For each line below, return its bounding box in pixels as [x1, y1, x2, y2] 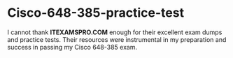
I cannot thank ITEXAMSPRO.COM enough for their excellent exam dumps [7, 28, 223, 36]
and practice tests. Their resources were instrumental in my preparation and [7, 35, 227, 43]
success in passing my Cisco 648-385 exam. [7, 43, 138, 51]
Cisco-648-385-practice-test [7, 5, 184, 21]
